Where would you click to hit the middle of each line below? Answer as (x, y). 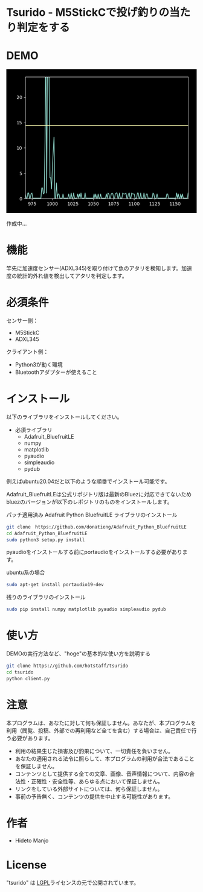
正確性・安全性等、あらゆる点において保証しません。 (97, 781)
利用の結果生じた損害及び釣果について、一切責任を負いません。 (94, 751)
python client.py (28, 678)
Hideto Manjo (32, 840)
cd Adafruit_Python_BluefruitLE (47, 533)
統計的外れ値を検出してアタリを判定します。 (72, 275)
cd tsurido (20, 672)
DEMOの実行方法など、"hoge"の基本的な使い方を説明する (79, 654)
